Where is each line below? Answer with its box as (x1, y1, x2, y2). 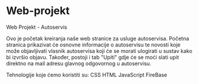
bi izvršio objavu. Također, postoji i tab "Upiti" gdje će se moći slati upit (6, 53, 179, 61)
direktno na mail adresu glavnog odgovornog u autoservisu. (6, 60, 152, 67)
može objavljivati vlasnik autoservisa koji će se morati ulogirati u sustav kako (6, 47, 193, 54)
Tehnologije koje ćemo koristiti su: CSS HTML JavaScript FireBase (6, 71, 167, 78)
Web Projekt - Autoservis (6, 23, 67, 31)
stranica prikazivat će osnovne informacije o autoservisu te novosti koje (6, 41, 181, 48)
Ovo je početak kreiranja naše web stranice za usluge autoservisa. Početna (6, 35, 189, 42)
